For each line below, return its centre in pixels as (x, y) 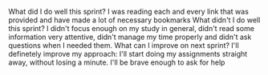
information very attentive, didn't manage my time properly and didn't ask (130, 37)
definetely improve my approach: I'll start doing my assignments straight (128, 54)
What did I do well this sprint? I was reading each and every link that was (128, 12)
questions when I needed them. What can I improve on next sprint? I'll (124, 45)
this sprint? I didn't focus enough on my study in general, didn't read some (132, 28)
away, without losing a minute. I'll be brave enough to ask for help (117, 62)
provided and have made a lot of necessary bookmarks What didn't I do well (134, 20)
